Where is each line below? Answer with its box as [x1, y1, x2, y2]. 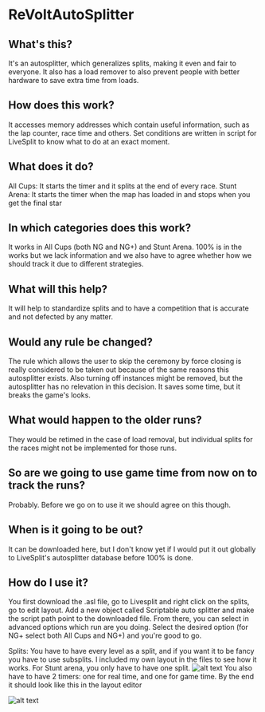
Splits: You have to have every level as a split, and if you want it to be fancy [8, 647, 255, 656]
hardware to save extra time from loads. [8, 76, 139, 85]
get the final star [8, 198, 62, 208]
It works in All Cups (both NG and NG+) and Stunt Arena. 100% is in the [8, 242, 243, 252]
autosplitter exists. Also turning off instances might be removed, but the [8, 374, 244, 383]
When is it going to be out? [8, 523, 143, 536]
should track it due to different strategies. [8, 259, 144, 269]
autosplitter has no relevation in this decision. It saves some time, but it [8, 382, 241, 392]
